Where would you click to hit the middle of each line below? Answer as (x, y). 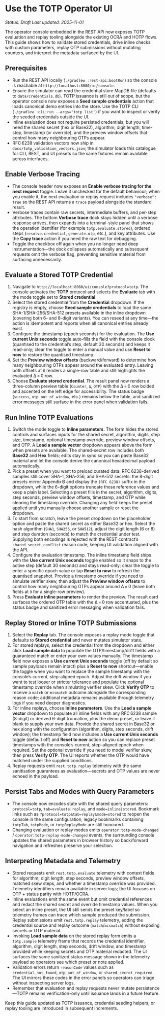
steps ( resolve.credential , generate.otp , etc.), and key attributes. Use (84, 233)
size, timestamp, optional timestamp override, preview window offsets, (84, 440)
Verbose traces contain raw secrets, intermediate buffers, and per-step (84, 212)
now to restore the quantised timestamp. (53, 355)
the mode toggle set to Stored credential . (54, 297)
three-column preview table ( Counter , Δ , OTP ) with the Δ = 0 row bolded (83, 386)
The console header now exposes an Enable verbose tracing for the (82, 186)
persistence (148, 988)
